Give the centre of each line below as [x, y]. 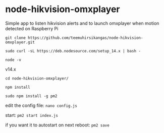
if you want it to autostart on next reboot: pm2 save [57, 125]
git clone [16, 38]
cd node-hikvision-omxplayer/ [37, 78]
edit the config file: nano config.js [41, 105]
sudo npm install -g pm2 [31, 96]
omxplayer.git [20, 42]
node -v [13, 60]
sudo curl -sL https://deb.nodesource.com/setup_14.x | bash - [73, 51]
